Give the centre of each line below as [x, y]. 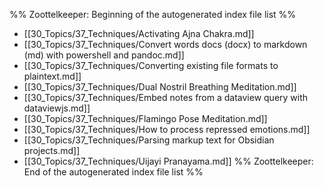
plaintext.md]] [52, 76]
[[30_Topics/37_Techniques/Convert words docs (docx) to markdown [165, 44]
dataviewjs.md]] [57, 108]
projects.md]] [52, 150]
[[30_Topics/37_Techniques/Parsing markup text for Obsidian [149, 140]
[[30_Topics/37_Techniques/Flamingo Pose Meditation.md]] [145, 118]
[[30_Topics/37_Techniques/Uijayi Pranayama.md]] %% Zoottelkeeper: [168, 161]
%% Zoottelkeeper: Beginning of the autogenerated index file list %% [153, 14]
